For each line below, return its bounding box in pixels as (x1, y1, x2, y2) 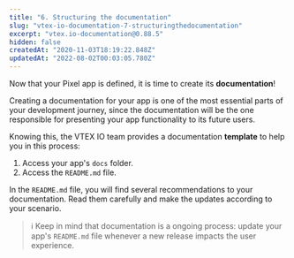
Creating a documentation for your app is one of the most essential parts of (9, 95, 284, 106)
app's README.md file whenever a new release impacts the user (30, 231, 257, 241)
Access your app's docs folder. (21, 158, 134, 168)
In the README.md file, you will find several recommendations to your (9, 185, 253, 194)
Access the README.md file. (21, 167, 117, 178)
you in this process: (9, 140, 81, 151)
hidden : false (9, 37, 62, 47)
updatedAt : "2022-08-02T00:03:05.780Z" (9, 54, 156, 63)
